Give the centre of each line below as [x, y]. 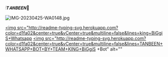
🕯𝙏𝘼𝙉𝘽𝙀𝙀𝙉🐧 [17, 8]
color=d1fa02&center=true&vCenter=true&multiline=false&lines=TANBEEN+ [84, 44]
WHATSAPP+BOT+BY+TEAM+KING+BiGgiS [51, 49]
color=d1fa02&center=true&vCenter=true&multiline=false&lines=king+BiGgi [84, 33]
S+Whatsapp [19, 38]
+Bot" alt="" [110, 49]
